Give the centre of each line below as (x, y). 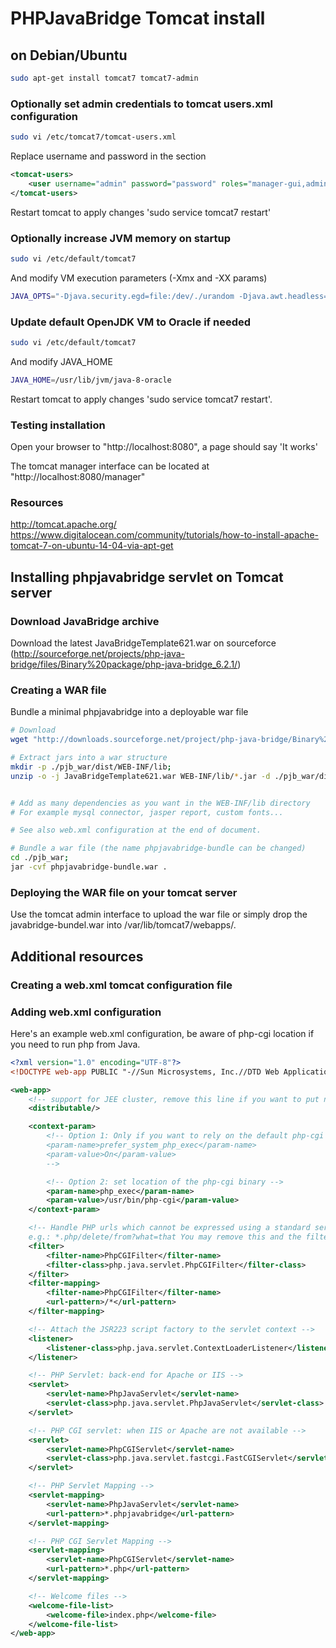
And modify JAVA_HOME (61, 361)
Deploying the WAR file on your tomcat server (124, 892)
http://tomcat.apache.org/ (63, 524)
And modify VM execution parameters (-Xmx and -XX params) (139, 278)
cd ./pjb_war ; (40, 858)
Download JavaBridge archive (85, 621)
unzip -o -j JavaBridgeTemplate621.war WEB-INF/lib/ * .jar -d (140, 776)
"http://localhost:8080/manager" (78, 477)
